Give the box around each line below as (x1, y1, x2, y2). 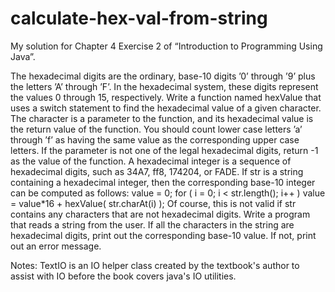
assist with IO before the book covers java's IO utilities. (10, 270, 237, 282)
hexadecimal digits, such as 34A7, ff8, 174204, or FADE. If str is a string (10, 165, 304, 177)
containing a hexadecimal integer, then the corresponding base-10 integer (10, 176, 316, 188)
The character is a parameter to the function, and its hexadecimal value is (10, 112, 314, 124)
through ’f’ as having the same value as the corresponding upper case (10, 133, 300, 146)
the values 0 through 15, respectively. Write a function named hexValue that (10, 91, 322, 103)
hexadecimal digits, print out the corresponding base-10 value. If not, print (10, 229, 317, 241)
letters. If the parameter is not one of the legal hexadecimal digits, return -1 (10, 144, 319, 156)
